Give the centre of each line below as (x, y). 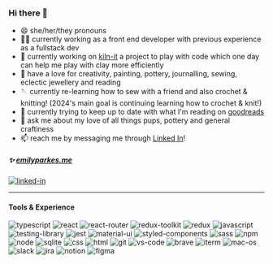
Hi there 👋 (28, 13)
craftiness (37, 129)
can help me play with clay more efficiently (92, 65)
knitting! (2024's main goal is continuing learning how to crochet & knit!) (141, 103)
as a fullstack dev (50, 48)
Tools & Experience (42, 207)
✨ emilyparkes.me (41, 160)
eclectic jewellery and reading (70, 82)
